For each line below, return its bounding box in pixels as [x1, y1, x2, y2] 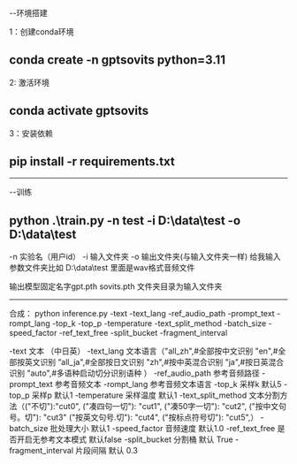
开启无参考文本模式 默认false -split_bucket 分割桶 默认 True [16, 434, 233, 445]
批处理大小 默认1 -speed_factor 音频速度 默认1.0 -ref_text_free [49, 423, 276, 434]
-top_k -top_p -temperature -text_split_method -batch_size [51, 318, 267, 329]
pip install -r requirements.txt [9, 154, 175, 170]
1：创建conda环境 [9, 27, 74, 37]
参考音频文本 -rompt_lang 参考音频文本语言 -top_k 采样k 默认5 [54, 379, 282, 390]
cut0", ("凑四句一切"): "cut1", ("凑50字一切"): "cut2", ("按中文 [58, 401, 279, 412]
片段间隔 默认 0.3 [74, 445, 139, 456]
